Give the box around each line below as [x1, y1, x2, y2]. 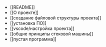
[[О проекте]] [9, 9, 39, 15]
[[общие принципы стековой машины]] [9, 31, 93, 36]
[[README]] [9, 4, 35, 10]
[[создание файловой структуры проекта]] [9, 15, 101, 20]
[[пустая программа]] [9, 36, 56, 42]
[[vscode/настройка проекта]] [9, 25, 74, 31]
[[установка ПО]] [9, 20, 46, 26]
